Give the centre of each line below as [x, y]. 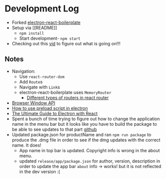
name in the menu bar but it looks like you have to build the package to [84, 124]
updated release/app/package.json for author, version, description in [90, 161]
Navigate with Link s [40, 87]
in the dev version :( [40, 172]
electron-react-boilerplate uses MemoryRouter [65, 92]
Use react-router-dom [42, 76]
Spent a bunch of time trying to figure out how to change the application [86, 119]
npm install [32, 33]
